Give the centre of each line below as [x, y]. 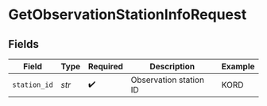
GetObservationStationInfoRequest [128, 15]
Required [105, 67]
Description [172, 67]
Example [238, 67]
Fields [24, 44]
